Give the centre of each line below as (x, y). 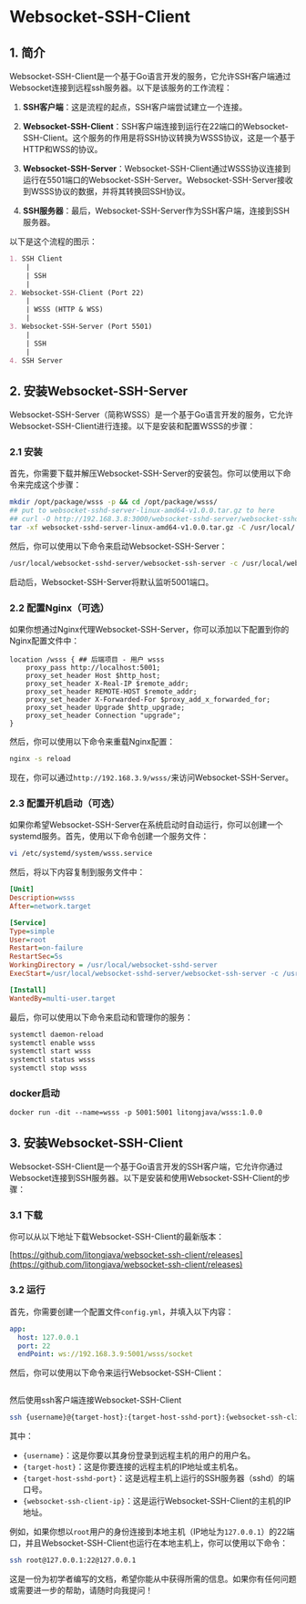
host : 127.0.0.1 (48, 1337)
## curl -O (30, 519)
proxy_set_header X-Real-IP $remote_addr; (107, 684)
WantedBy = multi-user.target (63, 998)
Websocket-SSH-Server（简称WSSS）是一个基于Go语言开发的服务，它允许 (151, 415)
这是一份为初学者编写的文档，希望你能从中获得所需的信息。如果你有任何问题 (153, 1579)
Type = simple (32, 931)
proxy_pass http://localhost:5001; (93, 668)
